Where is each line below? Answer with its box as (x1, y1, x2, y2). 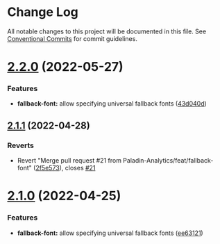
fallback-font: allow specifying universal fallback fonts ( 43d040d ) (17, 99, 207, 108)
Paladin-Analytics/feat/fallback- (122, 156, 214, 165)
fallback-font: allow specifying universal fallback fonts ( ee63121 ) (17, 229, 203, 237)
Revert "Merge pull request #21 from (17, 156, 121, 165)
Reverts (7, 140, 35, 150)
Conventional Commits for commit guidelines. (7, 34, 137, 42)
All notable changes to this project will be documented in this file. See (7, 27, 207, 35)
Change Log (7, 4, 78, 20)
